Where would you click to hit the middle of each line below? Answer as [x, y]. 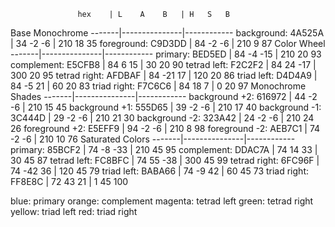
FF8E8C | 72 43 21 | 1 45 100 [69, 181]
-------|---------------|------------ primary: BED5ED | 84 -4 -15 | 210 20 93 [166, 54]
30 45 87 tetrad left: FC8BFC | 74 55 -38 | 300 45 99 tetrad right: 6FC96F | [165, 160]
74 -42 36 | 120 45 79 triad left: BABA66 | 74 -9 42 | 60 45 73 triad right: [159, 171]
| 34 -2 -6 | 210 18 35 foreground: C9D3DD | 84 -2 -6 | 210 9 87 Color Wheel [168, 43]
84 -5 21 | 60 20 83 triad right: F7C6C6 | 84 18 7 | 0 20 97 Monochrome [158, 86]
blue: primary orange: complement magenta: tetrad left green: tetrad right [162, 201]
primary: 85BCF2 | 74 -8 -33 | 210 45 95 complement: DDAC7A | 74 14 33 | [164, 149]
